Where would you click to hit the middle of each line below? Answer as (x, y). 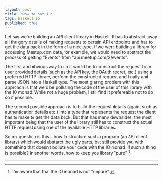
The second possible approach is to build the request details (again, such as (81, 107)
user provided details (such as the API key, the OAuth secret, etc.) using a (79, 72)
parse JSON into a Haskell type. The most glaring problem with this (72, 82)
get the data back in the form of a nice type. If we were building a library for (81, 47)
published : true (21, 23)
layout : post (18, 9)
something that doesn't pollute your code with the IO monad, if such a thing (81, 147)
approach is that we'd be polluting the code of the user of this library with (78, 87)
